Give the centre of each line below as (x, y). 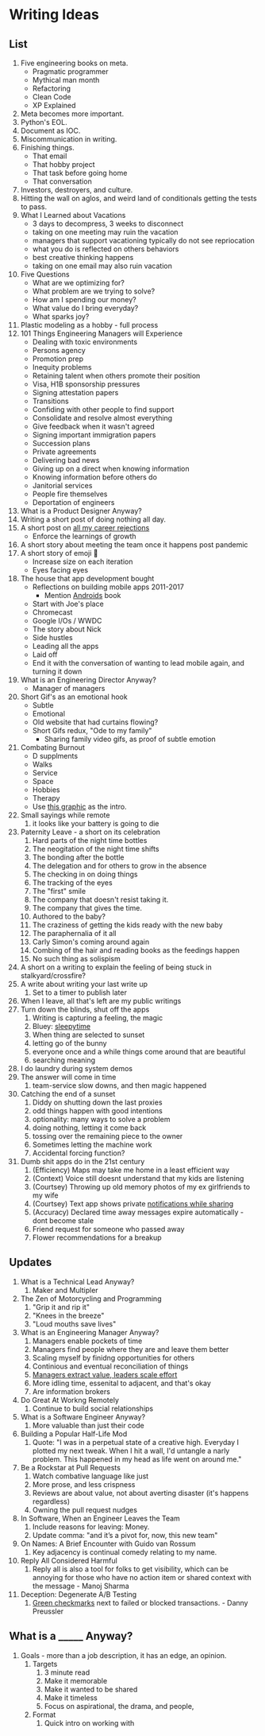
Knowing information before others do (95, 477)
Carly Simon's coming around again (91, 942)
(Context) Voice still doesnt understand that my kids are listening (138, 1178)
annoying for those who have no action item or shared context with (142, 1577)
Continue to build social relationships (93, 1408)
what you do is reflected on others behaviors (106, 249)
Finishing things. (47, 148)
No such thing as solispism (77, 959)
